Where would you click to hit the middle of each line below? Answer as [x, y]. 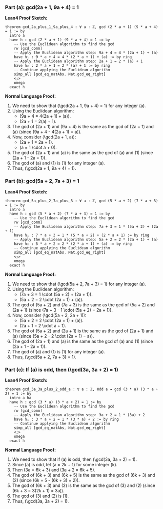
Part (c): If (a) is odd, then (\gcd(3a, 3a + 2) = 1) [62, 370]
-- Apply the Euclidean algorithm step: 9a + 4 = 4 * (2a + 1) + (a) [86, 53]
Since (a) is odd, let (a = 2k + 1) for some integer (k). [65, 464]
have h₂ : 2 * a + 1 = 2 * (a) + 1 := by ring [62, 66]
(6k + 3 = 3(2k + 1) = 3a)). [38, 490]
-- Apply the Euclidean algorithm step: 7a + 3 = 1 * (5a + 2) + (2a [86, 227]
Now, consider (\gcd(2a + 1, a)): [44, 137]
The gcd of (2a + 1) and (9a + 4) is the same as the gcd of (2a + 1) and [83, 127]
